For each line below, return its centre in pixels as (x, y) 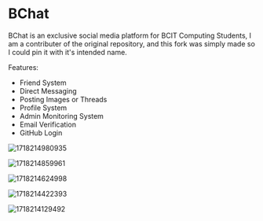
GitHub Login (41, 133)
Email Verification (48, 124)
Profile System (43, 108)
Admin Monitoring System (62, 116)
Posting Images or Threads (63, 99)
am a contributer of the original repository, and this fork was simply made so (131, 43)
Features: (24, 67)
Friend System (43, 83)
